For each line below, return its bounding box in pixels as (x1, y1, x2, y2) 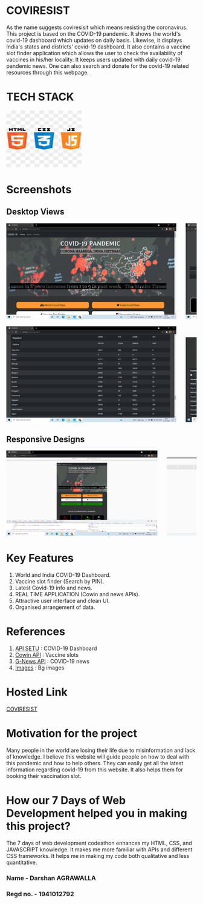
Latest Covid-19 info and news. (14, 584, 92, 591)
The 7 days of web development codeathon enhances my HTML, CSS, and (6, 839, 192, 846)
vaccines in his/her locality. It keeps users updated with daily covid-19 (6, 56, 181, 63)
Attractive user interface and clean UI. (14, 597, 110, 604)
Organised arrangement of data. (14, 603, 95, 611)
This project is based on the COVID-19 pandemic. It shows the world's (6, 30, 181, 37)
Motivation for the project (6, 726, 138, 740)
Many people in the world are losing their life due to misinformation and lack (6, 746, 196, 754)
